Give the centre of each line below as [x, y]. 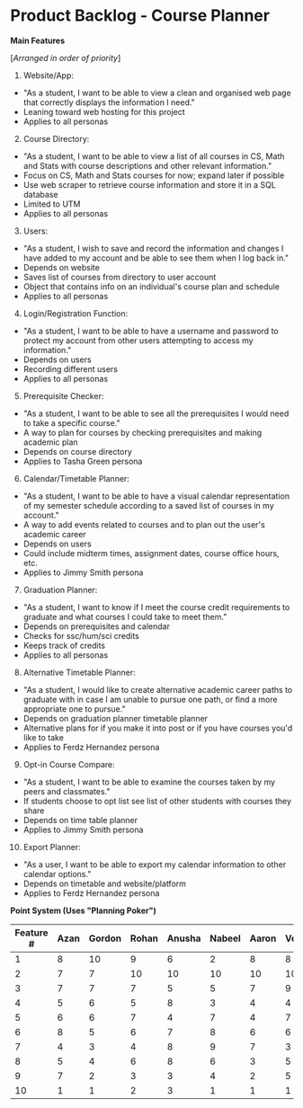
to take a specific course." [71, 422]
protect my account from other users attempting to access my [138, 340]
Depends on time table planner [80, 820]
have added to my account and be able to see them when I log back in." [156, 258]
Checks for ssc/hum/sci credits [81, 635]
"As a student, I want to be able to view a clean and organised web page [157, 93]
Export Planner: [52, 847]
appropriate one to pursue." [74, 709]
